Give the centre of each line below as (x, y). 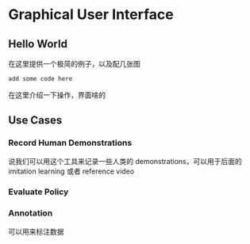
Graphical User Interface (91, 15)
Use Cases (35, 120)
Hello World (38, 44)
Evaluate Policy (38, 192)
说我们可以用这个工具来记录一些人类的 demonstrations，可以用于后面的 (125, 161)
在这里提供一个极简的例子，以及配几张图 (74, 64)
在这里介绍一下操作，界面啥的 (57, 95)
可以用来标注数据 (36, 231)
